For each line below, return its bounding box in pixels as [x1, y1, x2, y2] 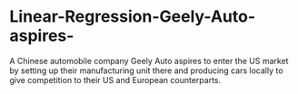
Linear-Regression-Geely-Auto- [9, 6, 256, 27]
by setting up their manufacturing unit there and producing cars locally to [9, 65, 283, 76]
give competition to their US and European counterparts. [9, 74, 222, 85]
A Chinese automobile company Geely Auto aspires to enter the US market [9, 55, 289, 66]
